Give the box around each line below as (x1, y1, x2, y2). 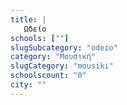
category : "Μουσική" (10, 52, 97, 62)
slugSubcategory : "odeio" (10, 42, 118, 53)
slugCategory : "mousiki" (10, 61, 114, 71)
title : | (10, 14, 47, 25)
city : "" (10, 80, 47, 90)
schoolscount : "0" (10, 71, 87, 81)
